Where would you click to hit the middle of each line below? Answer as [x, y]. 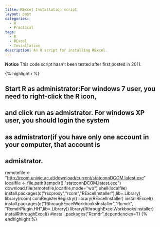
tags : [10, 32]
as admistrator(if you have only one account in [77, 137]
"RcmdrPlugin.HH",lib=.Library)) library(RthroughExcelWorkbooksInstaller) [80, 209]
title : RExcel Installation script [41, 9]
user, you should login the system [57, 120]
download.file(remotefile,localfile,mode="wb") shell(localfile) [66, 188]
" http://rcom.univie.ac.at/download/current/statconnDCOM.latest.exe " [75, 178]
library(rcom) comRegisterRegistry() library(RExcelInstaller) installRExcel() [79, 199]
